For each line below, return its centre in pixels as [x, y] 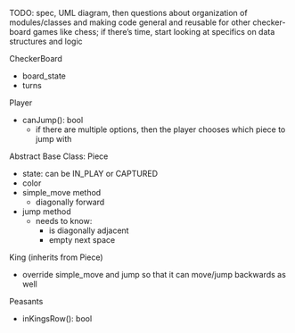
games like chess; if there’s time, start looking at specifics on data [154, 32]
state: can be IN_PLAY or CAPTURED [90, 174]
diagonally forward [70, 202]
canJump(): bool [53, 120]
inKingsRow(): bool [57, 319]
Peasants [26, 301]
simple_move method [61, 192]
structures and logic [46, 41]
